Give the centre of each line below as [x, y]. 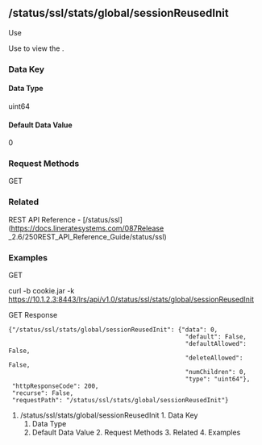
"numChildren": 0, [216, 372]
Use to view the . [36, 48]
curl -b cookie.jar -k [42, 291]
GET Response [33, 315]
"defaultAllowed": [216, 344]
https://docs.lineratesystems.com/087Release [87, 228]
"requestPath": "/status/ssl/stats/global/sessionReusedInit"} [120, 401]
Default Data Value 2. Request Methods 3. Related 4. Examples [136, 433]
